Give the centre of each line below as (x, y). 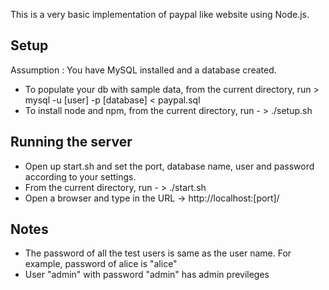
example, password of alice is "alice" (101, 264)
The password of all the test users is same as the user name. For (158, 253)
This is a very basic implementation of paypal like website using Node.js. (160, 14)
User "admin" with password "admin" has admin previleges (147, 275)
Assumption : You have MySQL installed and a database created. (143, 70)
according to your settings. (80, 176)
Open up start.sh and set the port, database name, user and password (169, 166)
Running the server (71, 142)
